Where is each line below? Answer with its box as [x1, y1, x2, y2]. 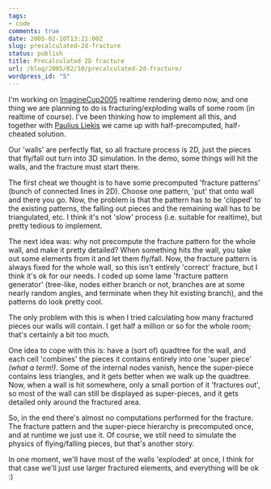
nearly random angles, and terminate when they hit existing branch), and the [8, 288, 264, 298]
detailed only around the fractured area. [8, 397, 142, 406]
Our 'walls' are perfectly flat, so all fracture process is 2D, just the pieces [8, 144, 252, 154]
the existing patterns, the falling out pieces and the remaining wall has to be [8, 204, 261, 213]
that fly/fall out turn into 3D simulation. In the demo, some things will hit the [8, 153, 259, 163]
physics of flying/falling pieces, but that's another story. [8, 439, 195, 448]
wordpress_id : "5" [8, 72, 70, 80]
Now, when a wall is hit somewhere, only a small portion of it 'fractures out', [8, 380, 260, 389]
